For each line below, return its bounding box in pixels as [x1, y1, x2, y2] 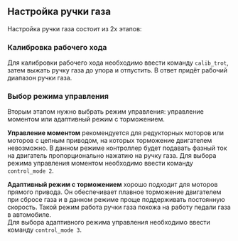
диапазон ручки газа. [7, 74, 72, 82]
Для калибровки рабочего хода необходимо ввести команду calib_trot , [7, 58, 229, 67]
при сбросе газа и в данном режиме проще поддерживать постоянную [7, 196, 225, 204]
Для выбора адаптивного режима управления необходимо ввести [7, 218, 211, 227]
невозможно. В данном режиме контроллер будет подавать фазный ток [7, 144, 227, 152]
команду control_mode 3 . [7, 225, 82, 234]
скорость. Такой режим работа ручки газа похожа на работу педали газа [7, 203, 231, 212]
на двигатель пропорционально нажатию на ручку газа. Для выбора [7, 151, 217, 160]
